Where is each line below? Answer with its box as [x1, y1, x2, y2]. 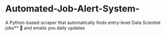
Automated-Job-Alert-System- [5, 3, 140, 14]
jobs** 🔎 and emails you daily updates [5, 24, 85, 30]
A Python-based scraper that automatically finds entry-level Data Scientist [5, 19, 161, 25]
